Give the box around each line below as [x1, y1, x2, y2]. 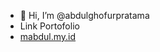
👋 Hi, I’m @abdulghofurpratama [19, 10, 150, 21]
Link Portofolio [19, 20, 80, 32]
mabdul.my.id [19, 31, 77, 42]
